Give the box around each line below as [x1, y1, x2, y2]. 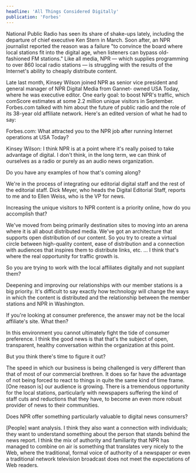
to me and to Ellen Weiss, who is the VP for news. [6, 193, 126, 200]
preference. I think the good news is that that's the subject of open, [6, 335, 169, 342]
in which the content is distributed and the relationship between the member [6, 294, 190, 301]
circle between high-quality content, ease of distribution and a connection [6, 240, 185, 247]
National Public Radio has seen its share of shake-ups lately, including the [6, 30, 184, 37]
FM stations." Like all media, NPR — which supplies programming [31, 55, 189, 62]
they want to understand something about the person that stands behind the [6, 430, 190, 437]
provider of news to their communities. [6, 402, 99, 409]
